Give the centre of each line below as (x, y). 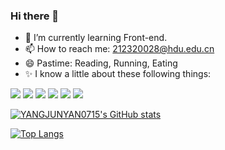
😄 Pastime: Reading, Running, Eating (101, 63)
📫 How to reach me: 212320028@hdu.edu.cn (119, 49)
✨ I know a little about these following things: (118, 74)
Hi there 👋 (35, 16)
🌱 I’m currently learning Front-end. (96, 38)
